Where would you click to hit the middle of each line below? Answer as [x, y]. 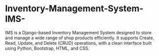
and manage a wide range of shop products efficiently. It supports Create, [80, 38]
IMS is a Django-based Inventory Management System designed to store [78, 32]
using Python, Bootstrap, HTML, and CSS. [47, 48]
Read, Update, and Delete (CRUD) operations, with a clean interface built [78, 43]
